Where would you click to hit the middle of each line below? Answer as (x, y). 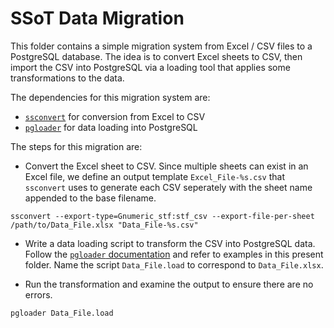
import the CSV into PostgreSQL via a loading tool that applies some (150, 67)
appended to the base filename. (90, 198)
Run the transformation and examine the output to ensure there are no (169, 284)
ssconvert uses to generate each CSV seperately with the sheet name (168, 187)
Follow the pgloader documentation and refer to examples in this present (174, 254)
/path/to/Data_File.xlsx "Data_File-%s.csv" (104, 225)
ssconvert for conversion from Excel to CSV (115, 116)
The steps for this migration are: (76, 146)
